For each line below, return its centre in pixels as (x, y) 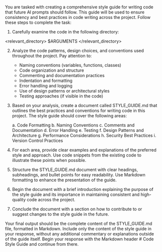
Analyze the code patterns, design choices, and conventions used (78, 51)
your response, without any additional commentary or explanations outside (80, 234)
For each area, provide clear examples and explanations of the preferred (84, 150)
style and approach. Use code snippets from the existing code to (77, 155)
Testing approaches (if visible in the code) (61, 96)
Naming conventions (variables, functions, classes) (70, 65)
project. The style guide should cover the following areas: (69, 116)
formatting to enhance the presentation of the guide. (64, 180)
